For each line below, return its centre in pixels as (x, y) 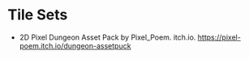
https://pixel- (219, 37)
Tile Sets (38, 15)
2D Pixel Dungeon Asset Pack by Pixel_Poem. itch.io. (107, 37)
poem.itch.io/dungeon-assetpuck (75, 45)
